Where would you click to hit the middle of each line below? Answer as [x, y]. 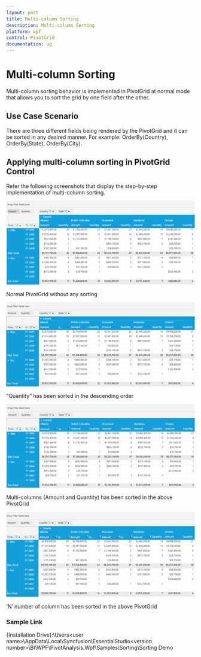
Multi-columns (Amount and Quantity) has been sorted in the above [89, 497]
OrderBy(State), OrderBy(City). [44, 143]
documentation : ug [29, 44]
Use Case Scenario [42, 116]
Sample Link [25, 622]
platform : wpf [24, 32]
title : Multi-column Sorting [42, 19]
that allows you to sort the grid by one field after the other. [78, 97]
